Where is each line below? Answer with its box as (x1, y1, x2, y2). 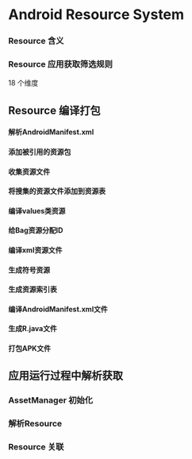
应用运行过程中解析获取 (8, 369, 123, 383)
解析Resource (8, 418, 63, 430)
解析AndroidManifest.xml (8, 127, 94, 137)
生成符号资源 (8, 264, 50, 275)
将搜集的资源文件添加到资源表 (8, 187, 106, 196)
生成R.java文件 (8, 324, 57, 334)
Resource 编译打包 (8, 103, 101, 117)
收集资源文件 (8, 167, 50, 176)
